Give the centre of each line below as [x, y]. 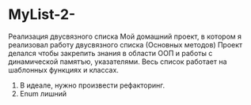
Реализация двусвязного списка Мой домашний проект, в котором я [125, 36]
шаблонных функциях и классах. [63, 69]
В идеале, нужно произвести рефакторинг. [92, 85]
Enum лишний [43, 93]
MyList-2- [42, 15]
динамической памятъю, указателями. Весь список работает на [118, 62]
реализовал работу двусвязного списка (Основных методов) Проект [125, 44]
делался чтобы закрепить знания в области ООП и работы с [110, 53]
